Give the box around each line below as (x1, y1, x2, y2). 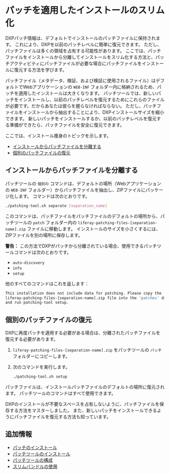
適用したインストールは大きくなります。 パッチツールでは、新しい (18, 90, 157, 96)
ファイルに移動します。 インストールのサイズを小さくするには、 (27, 226, 161, 232)
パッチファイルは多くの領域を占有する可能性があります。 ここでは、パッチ (5, 48, 161, 54)
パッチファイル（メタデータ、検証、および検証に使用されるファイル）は (5, 77, 156, 84)
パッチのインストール (12, 444, 57, 450)
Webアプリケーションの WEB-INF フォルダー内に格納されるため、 (22, 84, 157, 90)
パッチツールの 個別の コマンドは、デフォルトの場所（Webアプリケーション (5, 180, 162, 187)
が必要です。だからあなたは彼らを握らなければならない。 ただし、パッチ (5, 102, 157, 109)
